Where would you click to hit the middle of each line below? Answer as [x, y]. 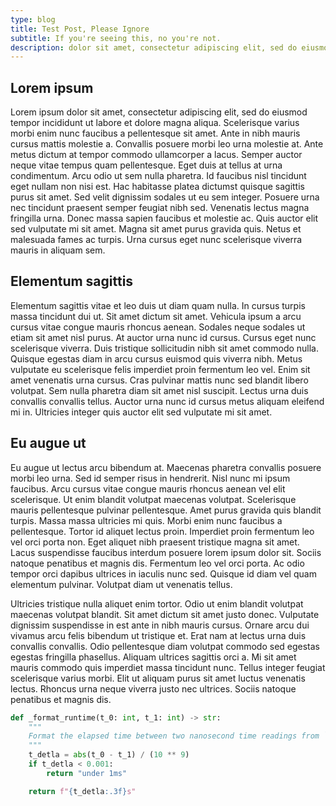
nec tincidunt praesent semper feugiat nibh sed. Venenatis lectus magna [160, 208]
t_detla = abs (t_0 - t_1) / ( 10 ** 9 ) [109, 755]
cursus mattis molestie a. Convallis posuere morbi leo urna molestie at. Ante [167, 144]
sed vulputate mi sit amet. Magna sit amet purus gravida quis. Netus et [156, 229]
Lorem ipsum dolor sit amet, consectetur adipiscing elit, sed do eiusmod [159, 112]
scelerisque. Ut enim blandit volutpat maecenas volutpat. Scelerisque [153, 499]
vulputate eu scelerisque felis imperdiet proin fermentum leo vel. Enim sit [160, 369]
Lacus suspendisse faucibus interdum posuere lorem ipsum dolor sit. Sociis [166, 552]
